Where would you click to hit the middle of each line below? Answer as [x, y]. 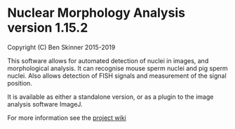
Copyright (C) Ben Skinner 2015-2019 [61, 47]
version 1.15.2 [48, 28]
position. [20, 83]
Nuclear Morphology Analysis [96, 13]
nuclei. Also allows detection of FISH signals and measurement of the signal [117, 76]
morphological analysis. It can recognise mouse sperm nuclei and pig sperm [117, 68]
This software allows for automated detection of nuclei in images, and [108, 60]
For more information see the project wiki [67, 118]
